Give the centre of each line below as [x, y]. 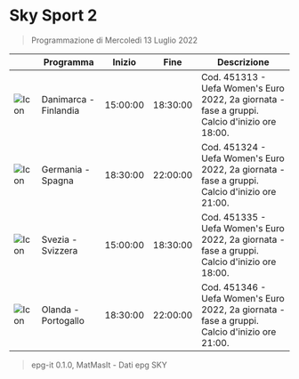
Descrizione [243, 61]
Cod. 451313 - [234, 77]
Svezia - [60, 239]
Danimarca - [68, 99]
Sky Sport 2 [53, 16]
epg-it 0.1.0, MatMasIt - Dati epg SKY [99, 365]
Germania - [66, 169]
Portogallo [63, 320]
